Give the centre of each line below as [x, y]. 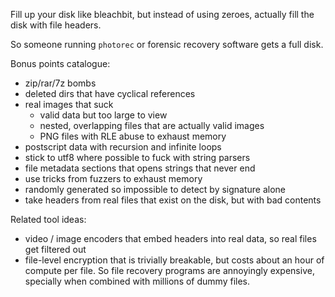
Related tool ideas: [48, 219]
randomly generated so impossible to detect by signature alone [155, 189]
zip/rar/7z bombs [60, 83]
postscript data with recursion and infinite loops [123, 147]
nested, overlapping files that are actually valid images [152, 125]
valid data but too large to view [103, 115]
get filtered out [55, 249]
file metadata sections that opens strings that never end [140, 168]
